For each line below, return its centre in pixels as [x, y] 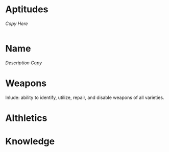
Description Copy [24, 63]
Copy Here [17, 23]
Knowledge [30, 142]
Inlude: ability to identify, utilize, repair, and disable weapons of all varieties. [85, 97]
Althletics [26, 118]
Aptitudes [27, 9]
